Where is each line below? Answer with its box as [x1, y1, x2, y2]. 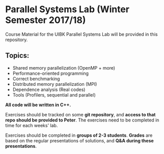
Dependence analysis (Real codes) [12, 86, 86, 93]
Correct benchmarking [12, 75, 60, 82]
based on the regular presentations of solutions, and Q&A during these [5, 137, 154, 143]
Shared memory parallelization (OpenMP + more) [12, 65, 115, 71]
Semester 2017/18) [5, 14, 86, 26]
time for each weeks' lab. [5, 122, 58, 128]
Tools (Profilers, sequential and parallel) [12, 91, 96, 98]
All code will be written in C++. [5, 102, 71, 108]
